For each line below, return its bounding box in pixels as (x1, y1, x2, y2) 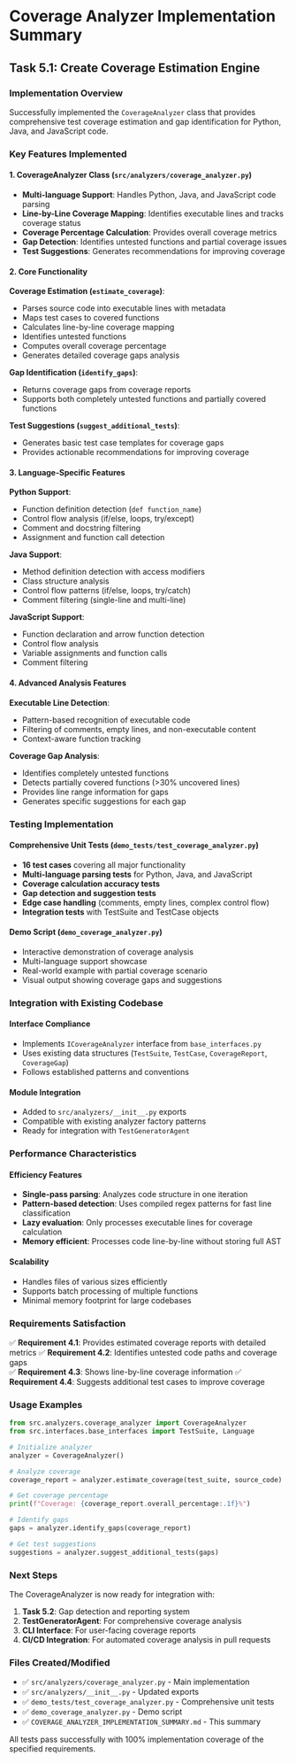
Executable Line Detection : (9, 697, 110, 708)
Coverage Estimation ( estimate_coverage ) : (9, 286, 165, 297)
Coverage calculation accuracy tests (21, 878, 161, 889)
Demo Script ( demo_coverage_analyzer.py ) (9, 927, 163, 938)
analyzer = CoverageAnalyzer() (9, 1450, 125, 1460)
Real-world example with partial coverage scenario (21, 965, 208, 976)
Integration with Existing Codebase (9, 996, 163, 1009)
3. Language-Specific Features (9, 467, 125, 477)
